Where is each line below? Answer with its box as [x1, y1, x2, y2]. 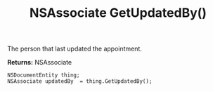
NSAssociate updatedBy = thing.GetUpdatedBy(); [7, 78, 153, 85]
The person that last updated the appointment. [7, 44, 143, 53]
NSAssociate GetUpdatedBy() [29, 5, 207, 21]
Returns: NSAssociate [7, 58, 72, 67]
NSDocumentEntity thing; [7, 72, 80, 79]
